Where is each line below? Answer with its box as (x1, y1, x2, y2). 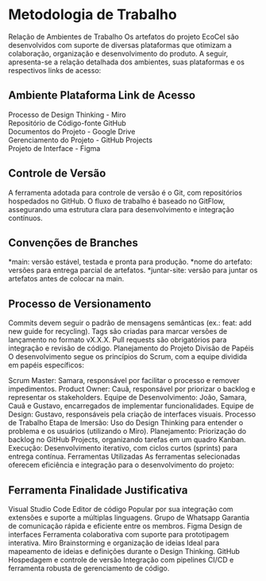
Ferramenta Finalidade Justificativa (8, 483, 188, 497)
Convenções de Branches (8, 236, 139, 250)
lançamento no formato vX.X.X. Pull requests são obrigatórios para (8, 335, 227, 345)
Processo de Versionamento (8, 296, 152, 311)
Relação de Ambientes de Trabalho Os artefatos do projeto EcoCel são (8, 32, 240, 41)
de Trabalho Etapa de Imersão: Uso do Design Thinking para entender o (8, 418, 244, 428)
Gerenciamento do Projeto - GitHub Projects (8, 135, 153, 145)
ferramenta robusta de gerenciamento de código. (8, 564, 170, 573)
